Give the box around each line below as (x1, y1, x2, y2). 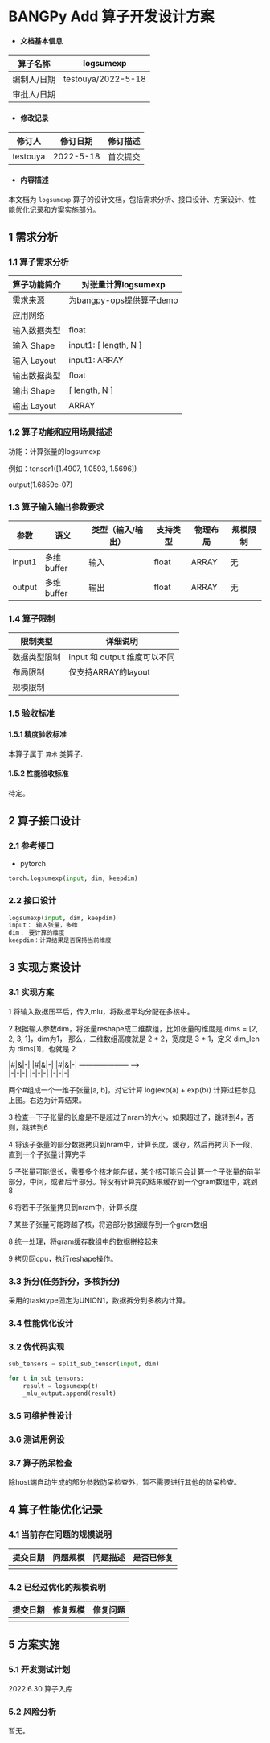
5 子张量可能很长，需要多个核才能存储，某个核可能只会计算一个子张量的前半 (8, 1167, 261, 1176)
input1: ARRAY (68, 355, 125, 366)
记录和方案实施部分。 (29, 204, 100, 214)
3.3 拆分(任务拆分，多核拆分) (8, 1275, 121, 1287)
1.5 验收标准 (8, 708, 55, 719)
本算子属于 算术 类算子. (8, 749, 83, 758)
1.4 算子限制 (8, 613, 55, 624)
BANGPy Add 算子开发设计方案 (8, 7, 215, 26)
